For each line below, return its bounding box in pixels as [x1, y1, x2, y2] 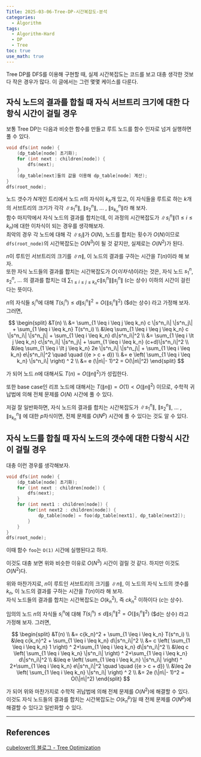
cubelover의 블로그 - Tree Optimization [6, 744, 100, 752]
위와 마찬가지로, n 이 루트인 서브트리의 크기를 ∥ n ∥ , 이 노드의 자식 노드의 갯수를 [6, 580, 190, 587]
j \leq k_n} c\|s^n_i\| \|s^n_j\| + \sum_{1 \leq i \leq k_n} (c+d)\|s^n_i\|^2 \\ [12, 338, 189, 346]
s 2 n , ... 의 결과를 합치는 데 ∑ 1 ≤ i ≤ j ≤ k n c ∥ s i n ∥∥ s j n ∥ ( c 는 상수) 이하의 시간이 [6, 275, 179, 286]
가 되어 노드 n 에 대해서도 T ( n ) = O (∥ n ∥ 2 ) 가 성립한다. [6, 369, 129, 377]
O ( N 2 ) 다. [6, 566, 28, 574]
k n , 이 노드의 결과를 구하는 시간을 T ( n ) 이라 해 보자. [6, 588, 124, 596]
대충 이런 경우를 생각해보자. [6, 462, 71, 469]
